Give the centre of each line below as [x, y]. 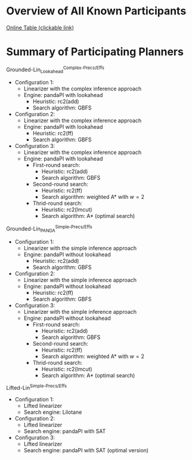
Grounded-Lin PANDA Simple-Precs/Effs [49, 229]
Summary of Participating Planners [95, 52]
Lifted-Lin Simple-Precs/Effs [37, 388]
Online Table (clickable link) [40, 28]
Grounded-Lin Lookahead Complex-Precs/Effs [55, 69]
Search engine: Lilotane [53, 412]
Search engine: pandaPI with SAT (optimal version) [86, 450]
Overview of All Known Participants [96, 11]
